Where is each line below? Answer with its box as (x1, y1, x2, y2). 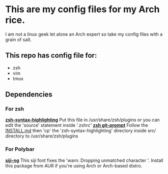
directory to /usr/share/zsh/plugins (5, 133, 78, 139)
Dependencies (5, 90, 52, 99)
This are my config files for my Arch (5, 4, 160, 15)
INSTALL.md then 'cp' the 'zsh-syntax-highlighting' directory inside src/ (5, 128, 156, 134)
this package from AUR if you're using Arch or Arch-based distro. (5, 162, 143, 168)
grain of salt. (5, 37, 32, 43)
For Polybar (5, 146, 35, 153)
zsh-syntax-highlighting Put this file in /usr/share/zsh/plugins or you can (5, 117, 160, 123)
